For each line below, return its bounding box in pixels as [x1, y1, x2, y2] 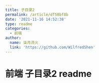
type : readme [5, 21, 33, 27]
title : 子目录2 [5, 7, 35, 13]
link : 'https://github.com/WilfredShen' [10, 45, 95, 50]
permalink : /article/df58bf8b [5, 12, 69, 17]
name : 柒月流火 [10, 40, 39, 45]
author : [5, 36, 22, 41]
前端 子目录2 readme [5, 68, 92, 79]
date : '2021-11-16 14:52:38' [5, 17, 66, 22]
